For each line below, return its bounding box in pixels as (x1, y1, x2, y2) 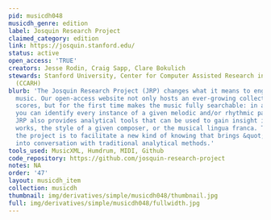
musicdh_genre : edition (8, 19, 89, 27)
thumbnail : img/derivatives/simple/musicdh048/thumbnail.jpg (8, 191, 219, 200)
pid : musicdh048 (8, 11, 63, 20)
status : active (8, 49, 60, 57)
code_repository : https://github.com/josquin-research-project (8, 154, 226, 162)
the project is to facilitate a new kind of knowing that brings (15, 131, 240, 139)
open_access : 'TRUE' (8, 57, 78, 65)
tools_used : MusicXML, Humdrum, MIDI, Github (8, 147, 164, 155)
